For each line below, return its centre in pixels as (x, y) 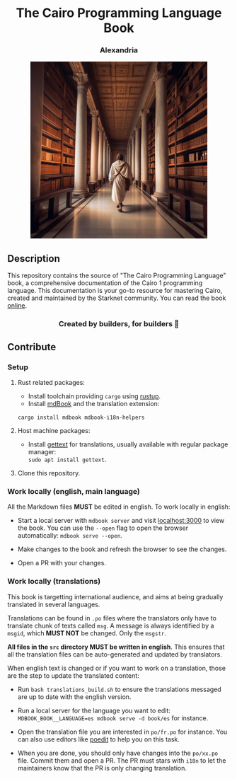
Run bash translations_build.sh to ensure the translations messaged (119, 689)
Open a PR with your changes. (62, 563)
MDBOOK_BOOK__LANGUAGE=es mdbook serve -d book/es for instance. (113, 718)
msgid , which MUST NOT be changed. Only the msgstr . (87, 633)
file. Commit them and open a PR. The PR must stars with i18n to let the (122, 760)
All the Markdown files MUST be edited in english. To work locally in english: (119, 507)
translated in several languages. (54, 604)
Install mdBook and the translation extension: (94, 403)
